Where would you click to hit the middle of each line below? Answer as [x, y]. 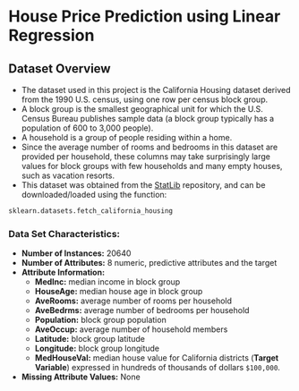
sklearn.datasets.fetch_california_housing [91, 211]
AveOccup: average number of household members [131, 329]
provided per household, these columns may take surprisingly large [145, 157]
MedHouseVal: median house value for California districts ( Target [157, 358]
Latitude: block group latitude [90, 339]
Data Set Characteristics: [64, 234]
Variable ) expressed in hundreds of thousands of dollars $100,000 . [158, 368]
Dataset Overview [60, 68]
